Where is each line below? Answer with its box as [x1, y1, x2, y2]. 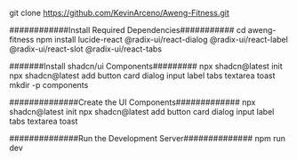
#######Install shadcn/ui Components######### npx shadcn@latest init [9, 61, 283, 71]
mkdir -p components [9, 80, 89, 90]
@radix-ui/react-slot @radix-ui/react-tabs [9, 44, 163, 54]
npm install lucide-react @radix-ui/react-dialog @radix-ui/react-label [36, 35, 289, 44]
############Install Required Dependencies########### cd [9, 25, 246, 35]
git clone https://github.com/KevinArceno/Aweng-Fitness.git [9, 8, 229, 18]
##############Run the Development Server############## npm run [9, 133, 286, 143]
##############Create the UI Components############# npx [9, 97, 256, 108]
